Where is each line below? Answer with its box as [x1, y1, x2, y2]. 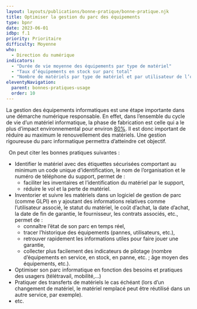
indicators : [6, 57, 35, 63]
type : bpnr [6, 19, 33, 25]
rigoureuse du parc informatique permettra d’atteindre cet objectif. [6, 137, 167, 144]
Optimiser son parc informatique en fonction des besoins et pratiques [14, 266, 183, 273]
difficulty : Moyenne [6, 42, 57, 47]
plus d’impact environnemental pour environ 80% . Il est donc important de [6, 125, 186, 132]
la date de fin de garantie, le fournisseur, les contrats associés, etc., [14, 210, 179, 217]
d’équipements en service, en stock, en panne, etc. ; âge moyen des [23, 253, 189, 261]
